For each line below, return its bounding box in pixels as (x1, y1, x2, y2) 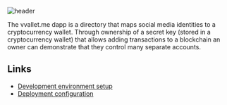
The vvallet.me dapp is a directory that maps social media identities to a (7, 20, 216, 28)
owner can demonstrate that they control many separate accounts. (7, 43, 202, 51)
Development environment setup (17, 82, 113, 90)
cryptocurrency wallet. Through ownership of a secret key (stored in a (7, 28, 211, 36)
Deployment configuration (17, 89, 94, 98)
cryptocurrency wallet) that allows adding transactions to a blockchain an (7, 35, 221, 44)
